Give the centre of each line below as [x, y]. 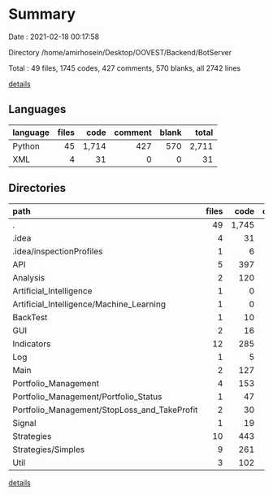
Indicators [32, 344]
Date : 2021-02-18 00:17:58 [54, 37]
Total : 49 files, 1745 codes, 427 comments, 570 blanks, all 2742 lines [125, 68]
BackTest [30, 317]
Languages [37, 109]
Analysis [29, 277]
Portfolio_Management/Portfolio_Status [87, 397]
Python [26, 145]
